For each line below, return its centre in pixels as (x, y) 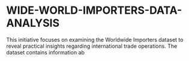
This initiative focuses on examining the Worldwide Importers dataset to (95, 39)
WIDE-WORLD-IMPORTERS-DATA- (94, 10)
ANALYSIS (33, 23)
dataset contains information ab (46, 52)
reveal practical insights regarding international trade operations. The (92, 46)
